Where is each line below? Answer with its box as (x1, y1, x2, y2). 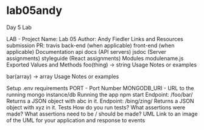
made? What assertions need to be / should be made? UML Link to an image (6, 110, 198, 117)
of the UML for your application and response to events (6, 116, 146, 124)
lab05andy (6, 4, 63, 18)
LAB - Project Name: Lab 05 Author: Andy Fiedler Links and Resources (6, 35, 184, 42)
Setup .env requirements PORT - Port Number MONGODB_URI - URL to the (6, 84, 194, 91)
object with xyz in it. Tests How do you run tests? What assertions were (6, 103, 186, 111)
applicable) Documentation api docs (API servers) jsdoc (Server (6, 48, 166, 55)
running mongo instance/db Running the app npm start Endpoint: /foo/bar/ (6, 91, 193, 98)
